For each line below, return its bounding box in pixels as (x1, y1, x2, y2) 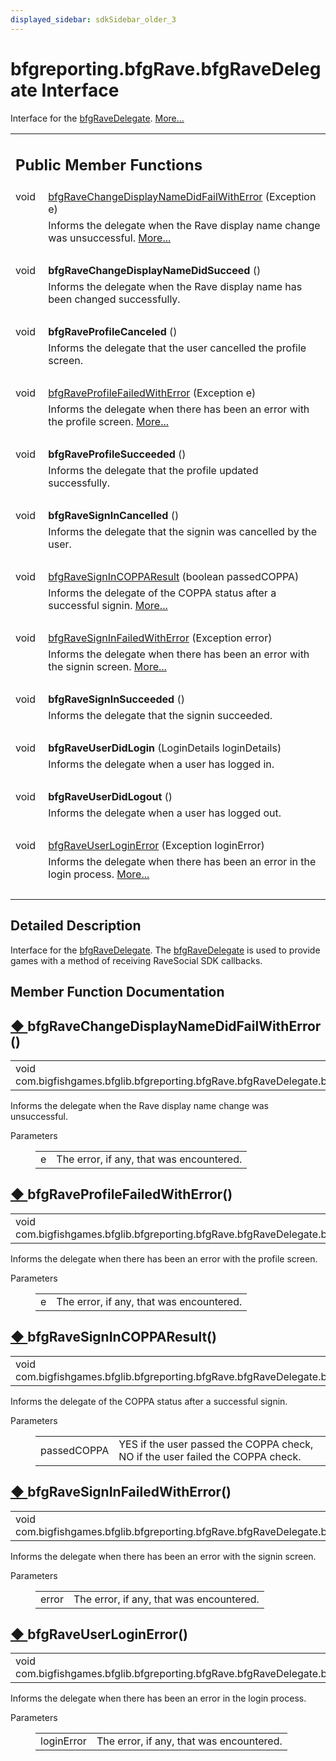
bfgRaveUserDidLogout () (48, 790, 173, 804)
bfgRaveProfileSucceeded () (48, 447, 187, 461)
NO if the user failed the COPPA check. (118, 1449, 302, 1463)
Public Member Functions (15, 156, 203, 175)
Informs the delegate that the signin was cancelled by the (48, 525, 317, 539)
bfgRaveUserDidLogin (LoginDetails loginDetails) (48, 741, 282, 755)
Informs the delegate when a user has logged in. (48, 757, 275, 771)
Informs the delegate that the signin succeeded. (48, 709, 273, 723)
